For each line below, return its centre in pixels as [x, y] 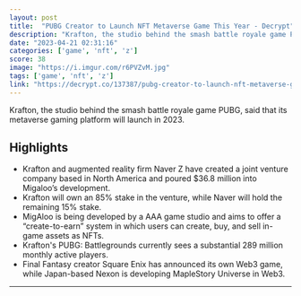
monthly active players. [65, 255]
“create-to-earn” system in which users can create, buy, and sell [142, 226]
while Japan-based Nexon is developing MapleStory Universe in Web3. [154, 274]
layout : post [34, 17]
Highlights [39, 148]
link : [19, 84]
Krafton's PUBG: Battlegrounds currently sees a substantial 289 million [153, 245]
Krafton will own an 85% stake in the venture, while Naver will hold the [152, 197]
